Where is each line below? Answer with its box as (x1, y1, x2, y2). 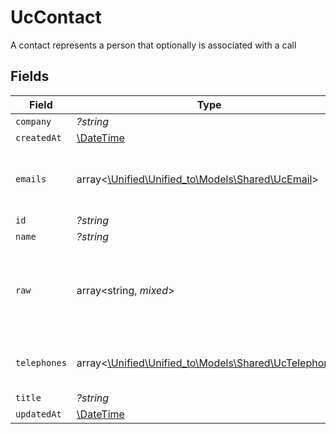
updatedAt (15, 408, 62, 420)
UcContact (10, 6, 102, 29)
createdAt (15, 132, 62, 143)
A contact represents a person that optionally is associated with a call (10, 39, 297, 51)
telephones (15, 357, 67, 368)
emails (15, 173, 47, 185)
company (15, 116, 52, 127)
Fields (10, 68, 50, 85)
